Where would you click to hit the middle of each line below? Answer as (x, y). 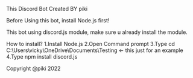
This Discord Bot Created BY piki (47, 9)
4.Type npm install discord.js (42, 57)
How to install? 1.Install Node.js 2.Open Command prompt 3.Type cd (90, 44)
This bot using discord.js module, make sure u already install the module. (97, 32)
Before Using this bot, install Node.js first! (58, 20)
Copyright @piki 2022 (33, 68)
